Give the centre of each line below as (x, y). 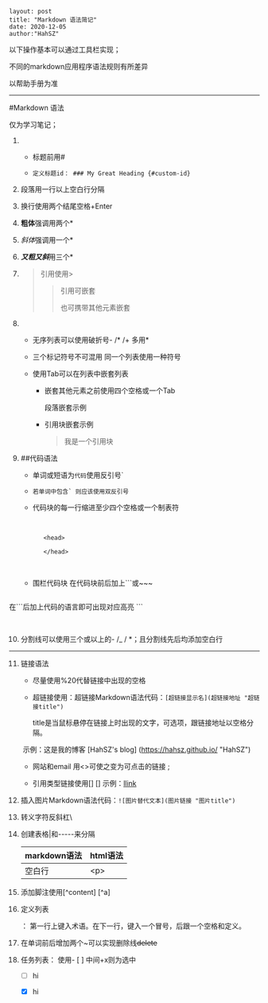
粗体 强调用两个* (47, 223)
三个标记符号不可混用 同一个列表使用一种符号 (107, 357)
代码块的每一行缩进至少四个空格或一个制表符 (106, 507)
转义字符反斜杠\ (46, 817)
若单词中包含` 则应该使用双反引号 (81, 492)
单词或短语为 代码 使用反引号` (78, 475)
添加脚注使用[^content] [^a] (65, 892)
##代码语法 (39, 458)
